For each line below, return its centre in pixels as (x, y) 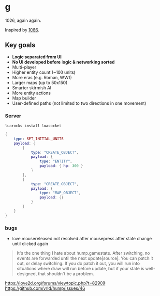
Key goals (20, 45)
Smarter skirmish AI (32, 88)
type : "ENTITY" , (56, 162)
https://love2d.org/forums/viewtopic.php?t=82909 (55, 283)
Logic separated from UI (37, 57)
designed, (27, 274)
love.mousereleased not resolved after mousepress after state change (82, 238)
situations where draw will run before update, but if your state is (80, 268)
